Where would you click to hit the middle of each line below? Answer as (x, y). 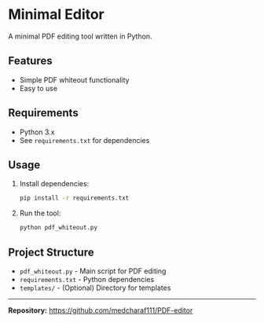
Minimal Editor (56, 15)
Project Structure (51, 252)
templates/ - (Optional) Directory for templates (95, 288)
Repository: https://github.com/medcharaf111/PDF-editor (101, 310)
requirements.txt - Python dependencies (87, 279)
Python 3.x (37, 132)
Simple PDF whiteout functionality (74, 79)
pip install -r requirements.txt (74, 198)
